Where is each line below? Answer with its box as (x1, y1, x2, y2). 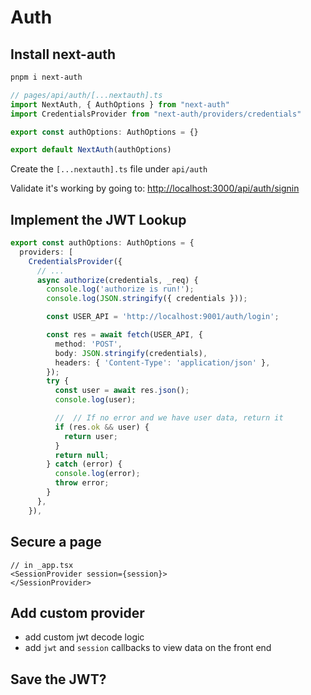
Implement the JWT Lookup (10, 211, 187, 228)
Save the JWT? (10, 671, 107, 688)
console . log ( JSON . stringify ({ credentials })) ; (46, 294, 248, 304)
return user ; (63, 431, 118, 441)
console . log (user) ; (54, 395, 137, 405)
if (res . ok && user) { (54, 422, 150, 432)
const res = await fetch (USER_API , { (46, 330, 203, 340)
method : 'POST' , (54, 339, 123, 349)
